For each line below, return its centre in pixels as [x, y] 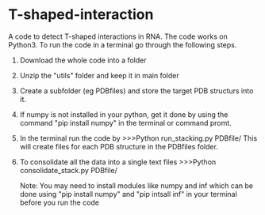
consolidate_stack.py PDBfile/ [68, 170]
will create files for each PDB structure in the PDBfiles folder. [119, 146]
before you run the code [59, 202]
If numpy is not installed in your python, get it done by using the [124, 114]
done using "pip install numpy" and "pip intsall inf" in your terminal [129, 194]
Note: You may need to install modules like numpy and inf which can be [136, 185]
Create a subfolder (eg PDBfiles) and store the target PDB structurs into [136, 91]
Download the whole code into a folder [83, 60]
